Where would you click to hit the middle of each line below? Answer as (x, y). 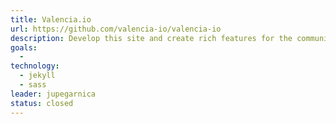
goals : (24, 47)
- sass (33, 85)
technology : (35, 66)
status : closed (42, 103)
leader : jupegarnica (53, 94)
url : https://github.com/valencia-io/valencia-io (116, 29)
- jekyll (37, 76)
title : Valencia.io (51, 19)
